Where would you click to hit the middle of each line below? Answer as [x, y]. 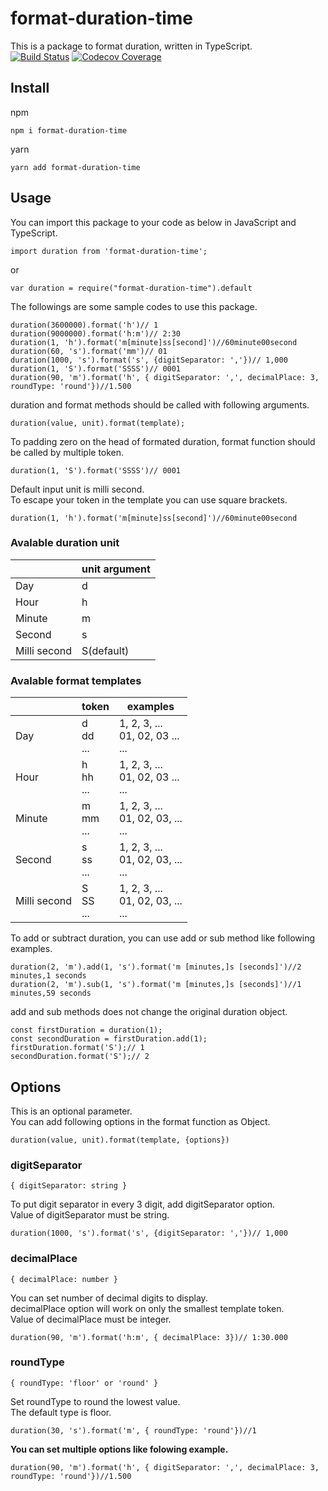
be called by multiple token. [67, 452]
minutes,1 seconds [48, 976]
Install [30, 88]
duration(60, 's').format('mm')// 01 [89, 351]
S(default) [105, 650]
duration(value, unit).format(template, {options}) [120, 1140]
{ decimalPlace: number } [64, 1279]
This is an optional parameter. [71, 1111]
